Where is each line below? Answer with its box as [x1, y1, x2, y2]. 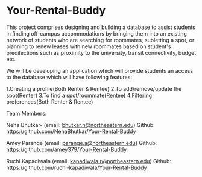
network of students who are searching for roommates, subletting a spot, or [6, 36, 195, 43]
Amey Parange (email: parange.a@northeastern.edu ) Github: [6, 139, 157, 146]
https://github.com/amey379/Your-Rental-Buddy [6, 146, 127, 153]
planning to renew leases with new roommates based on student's [6, 43, 171, 50]
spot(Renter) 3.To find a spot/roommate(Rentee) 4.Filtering [6, 92, 153, 99]
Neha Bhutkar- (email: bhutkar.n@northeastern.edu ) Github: [6, 121, 155, 128]
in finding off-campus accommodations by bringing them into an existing [6, 29, 187, 37]
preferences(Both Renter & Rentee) [6, 98, 93, 105]
